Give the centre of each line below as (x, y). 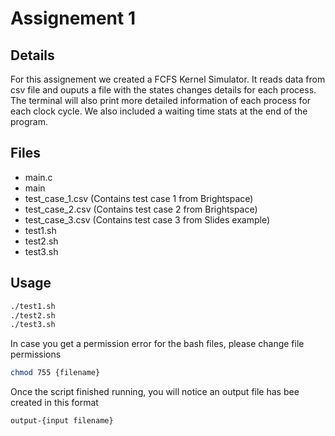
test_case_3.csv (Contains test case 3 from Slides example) (147, 219)
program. (29, 121)
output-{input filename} (62, 421)
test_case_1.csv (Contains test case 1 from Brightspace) (139, 198)
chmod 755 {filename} (55, 373)
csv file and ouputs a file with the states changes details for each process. (163, 90)
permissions (36, 354)
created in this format (54, 403)
